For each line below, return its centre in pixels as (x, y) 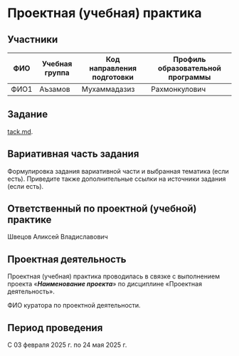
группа (57, 73)
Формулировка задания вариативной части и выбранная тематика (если (118, 171)
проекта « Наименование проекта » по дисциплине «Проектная (105, 284)
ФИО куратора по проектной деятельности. (74, 305)
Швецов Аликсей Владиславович (58, 237)
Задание (28, 114)
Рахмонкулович (179, 89)
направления (113, 68)
